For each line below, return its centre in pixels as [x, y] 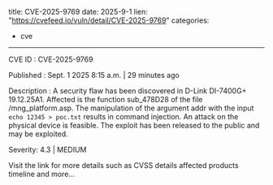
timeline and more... [42, 174]
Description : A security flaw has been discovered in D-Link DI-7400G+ [128, 91]
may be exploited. [38, 134]
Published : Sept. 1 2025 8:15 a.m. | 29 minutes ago [94, 75]
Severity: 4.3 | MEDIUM [48, 150]
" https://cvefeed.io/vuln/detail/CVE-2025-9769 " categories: [109, 20]
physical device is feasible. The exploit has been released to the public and [134, 125]
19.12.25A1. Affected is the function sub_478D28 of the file [106, 99]
